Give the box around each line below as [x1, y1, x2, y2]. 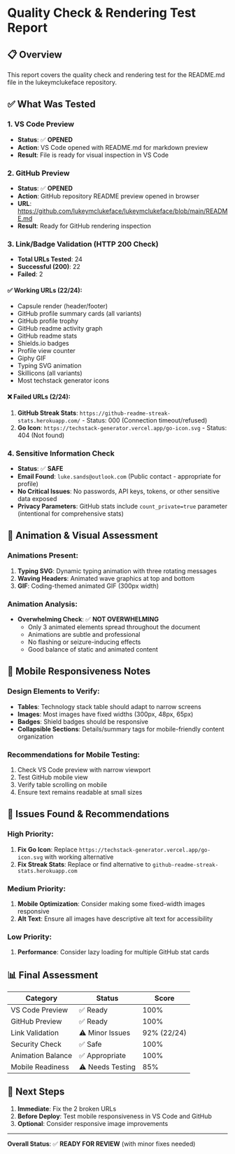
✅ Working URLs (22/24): [7, 286, 83, 294]
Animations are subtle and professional [27, 630, 141, 638]
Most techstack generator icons [17, 376, 110, 385]
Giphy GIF [17, 354, 47, 362]
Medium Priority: [7, 884, 66, 893]
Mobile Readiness [10, 1062, 70, 1072]
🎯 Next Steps [7, 1086, 65, 1098]
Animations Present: [7, 551, 79, 561]
